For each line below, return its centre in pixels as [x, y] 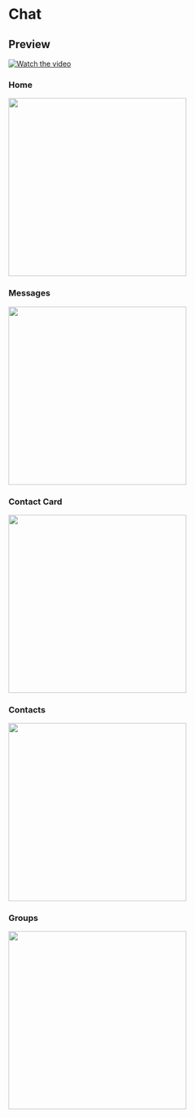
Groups [24, 919]
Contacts [27, 709]
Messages [30, 293]
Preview [30, 44]
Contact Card [35, 502]
